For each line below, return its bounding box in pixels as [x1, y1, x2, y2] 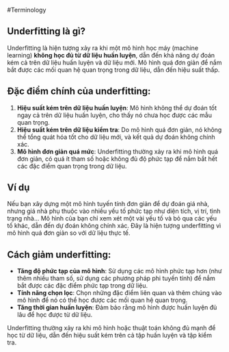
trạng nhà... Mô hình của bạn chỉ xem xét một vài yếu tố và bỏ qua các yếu [7, 214, 217, 223]
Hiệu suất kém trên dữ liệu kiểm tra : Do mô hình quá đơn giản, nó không [16, 125, 222, 134]
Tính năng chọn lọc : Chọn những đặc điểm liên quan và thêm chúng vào [16, 289, 222, 297]
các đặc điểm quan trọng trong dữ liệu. [16, 162, 127, 170]
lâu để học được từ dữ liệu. [16, 311, 93, 319]
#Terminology [7, 6, 46, 14]
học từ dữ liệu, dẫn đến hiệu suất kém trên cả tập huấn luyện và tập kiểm [7, 331, 212, 340]
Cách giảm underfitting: [7, 249, 111, 260]
